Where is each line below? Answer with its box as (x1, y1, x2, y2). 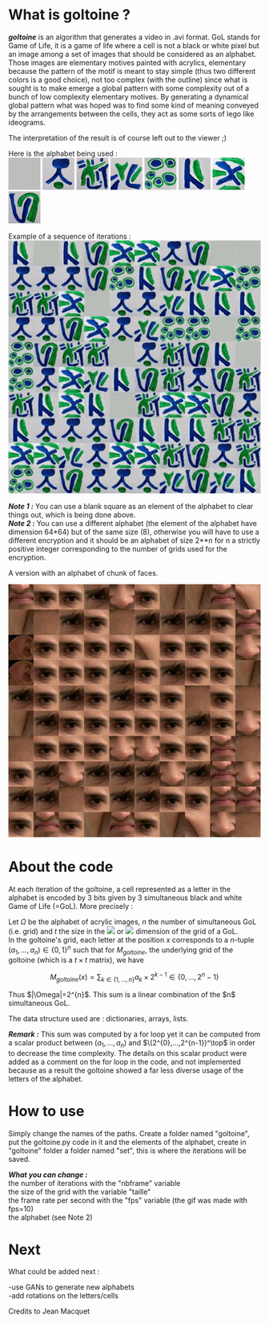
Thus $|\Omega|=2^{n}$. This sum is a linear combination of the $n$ (8, 989, 236, 999)
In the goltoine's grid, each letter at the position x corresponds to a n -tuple (8, 935, 255, 944)
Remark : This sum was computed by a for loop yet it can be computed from (8, 1029, 261, 1039)
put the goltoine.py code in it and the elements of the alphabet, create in (8, 1137, 247, 1147)
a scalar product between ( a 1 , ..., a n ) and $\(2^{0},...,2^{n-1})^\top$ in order (8, 1037, 256, 1049)
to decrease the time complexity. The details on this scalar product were (8, 1048, 247, 1057)
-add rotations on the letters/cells (8, 1291, 118, 1301)
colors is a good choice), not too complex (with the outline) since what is (8, 75, 248, 84)
